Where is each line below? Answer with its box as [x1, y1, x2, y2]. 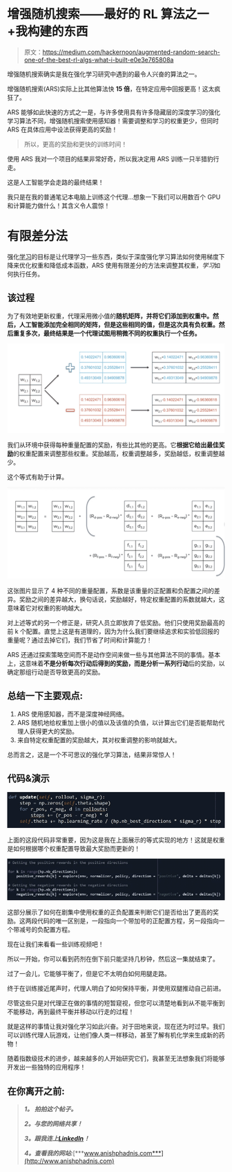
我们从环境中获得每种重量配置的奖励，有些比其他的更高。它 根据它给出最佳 [7, 441, 219, 449]
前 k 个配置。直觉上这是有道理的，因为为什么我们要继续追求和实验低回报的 [7, 627, 220, 635]
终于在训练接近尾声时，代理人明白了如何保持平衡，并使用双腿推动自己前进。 [7, 984, 225, 993]
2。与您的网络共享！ [23, 1119, 83, 1128]
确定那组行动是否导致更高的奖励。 [7, 668, 104, 676]
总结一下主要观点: [7, 690, 84, 702]
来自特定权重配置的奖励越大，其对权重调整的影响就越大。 [17, 735, 181, 744]
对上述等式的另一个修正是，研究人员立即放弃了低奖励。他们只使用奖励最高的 [7, 619, 225, 627]
